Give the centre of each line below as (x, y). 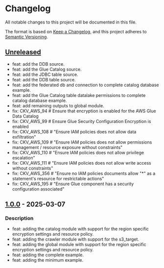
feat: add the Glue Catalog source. (47, 69)
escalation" (23, 158)
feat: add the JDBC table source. (45, 74)
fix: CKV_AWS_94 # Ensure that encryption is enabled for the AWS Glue (84, 111)
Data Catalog (25, 116)
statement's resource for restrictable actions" (58, 178)
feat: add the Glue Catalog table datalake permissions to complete (79, 95)
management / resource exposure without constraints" (67, 147)
